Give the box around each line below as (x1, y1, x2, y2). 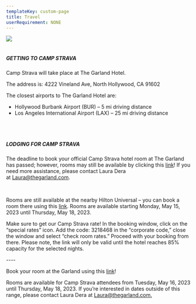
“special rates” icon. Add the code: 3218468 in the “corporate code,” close (6, 226, 186, 234)
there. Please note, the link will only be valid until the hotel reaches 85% (6, 239, 180, 246)
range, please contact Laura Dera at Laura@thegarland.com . (6, 292, 152, 299)
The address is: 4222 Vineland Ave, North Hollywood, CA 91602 (6, 81, 160, 88)
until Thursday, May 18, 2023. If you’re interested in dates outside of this (6, 285, 180, 292)
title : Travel (6, 14, 41, 20)
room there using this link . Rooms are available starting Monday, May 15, (6, 203, 180, 210)
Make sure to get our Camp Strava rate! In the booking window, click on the (6, 220, 188, 227)
